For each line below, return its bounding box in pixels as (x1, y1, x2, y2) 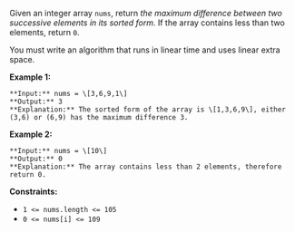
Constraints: (9, 186, 58, 197)
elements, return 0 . (9, 27, 80, 37)
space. (9, 54, 35, 64)
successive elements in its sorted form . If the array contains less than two (9, 17, 286, 28)
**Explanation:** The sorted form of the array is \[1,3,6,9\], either (9, 105, 286, 114)
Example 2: (9, 129, 53, 140)
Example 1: (9, 72, 52, 82)
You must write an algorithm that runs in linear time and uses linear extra (9, 44, 280, 55)
